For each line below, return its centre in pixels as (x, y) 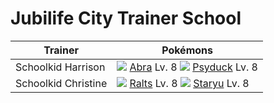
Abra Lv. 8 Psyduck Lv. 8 (193, 67)
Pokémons (187, 50)
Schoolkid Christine (61, 83)
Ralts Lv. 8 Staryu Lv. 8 (189, 83)
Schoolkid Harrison (60, 67)
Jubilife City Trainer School (126, 18)
